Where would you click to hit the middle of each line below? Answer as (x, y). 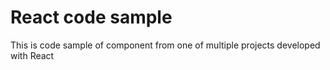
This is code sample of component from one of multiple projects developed (165, 45)
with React (32, 55)
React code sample (91, 17)
